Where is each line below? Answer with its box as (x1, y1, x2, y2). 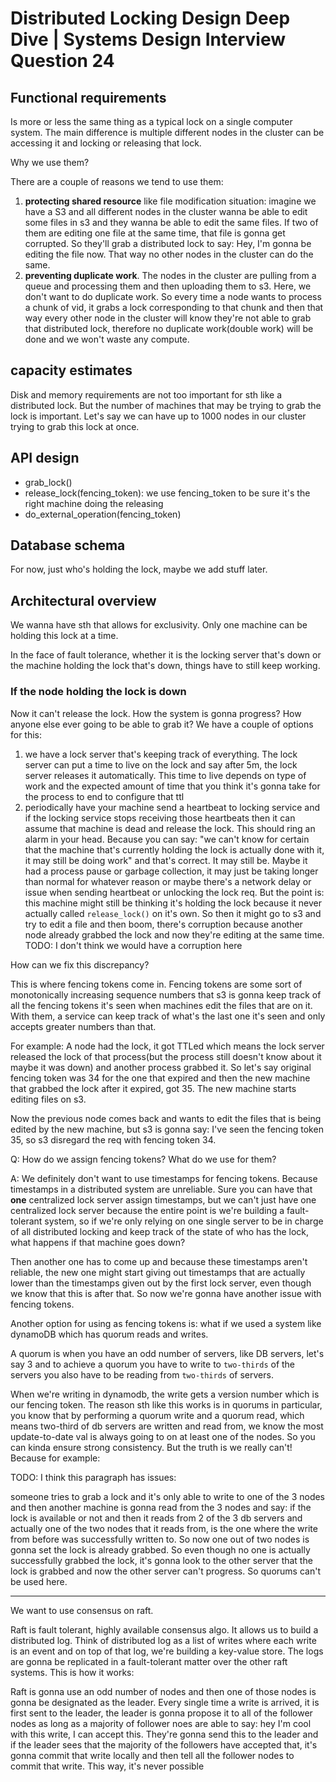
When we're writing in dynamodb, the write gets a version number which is (10, 1388, 320, 1400)
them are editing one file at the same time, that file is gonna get (24, 227, 286, 239)
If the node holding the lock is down (10, 685, 187, 699)
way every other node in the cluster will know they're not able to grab (24, 312, 312, 324)
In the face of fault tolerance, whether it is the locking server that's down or (10, 649, 322, 661)
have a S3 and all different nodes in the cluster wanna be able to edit (24, 206, 308, 217)
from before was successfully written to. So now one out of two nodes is (10, 1533, 310, 1545)
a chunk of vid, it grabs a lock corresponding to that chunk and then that (24, 302, 324, 313)
